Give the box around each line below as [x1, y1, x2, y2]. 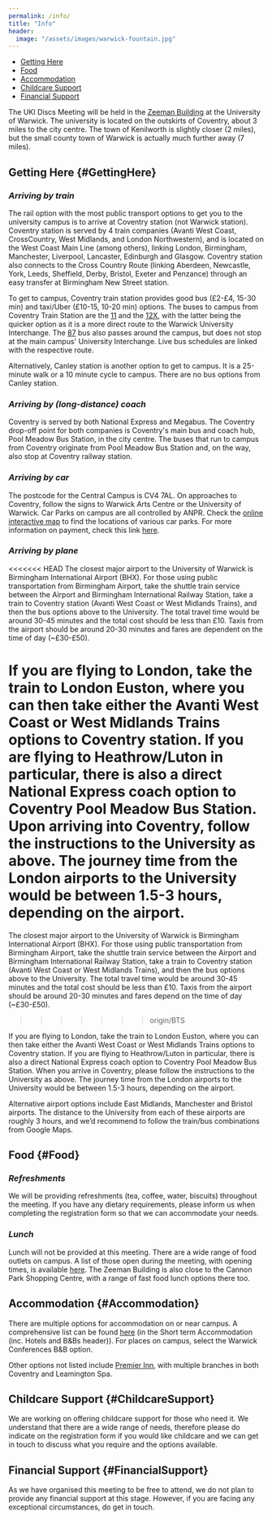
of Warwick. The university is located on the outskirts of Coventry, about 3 [8, 116, 257, 126]
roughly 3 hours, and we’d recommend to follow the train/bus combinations [8, 1116, 260, 1125]
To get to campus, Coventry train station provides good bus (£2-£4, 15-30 [8, 293, 257, 303]
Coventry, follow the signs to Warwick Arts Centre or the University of [8, 499, 242, 509]
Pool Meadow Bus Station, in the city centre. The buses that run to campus [8, 435, 259, 444]
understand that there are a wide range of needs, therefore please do [8, 1422, 241, 1432]
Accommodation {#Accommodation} [8, 1297, 200, 1311]
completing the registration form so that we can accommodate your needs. [8, 1208, 259, 1218]
